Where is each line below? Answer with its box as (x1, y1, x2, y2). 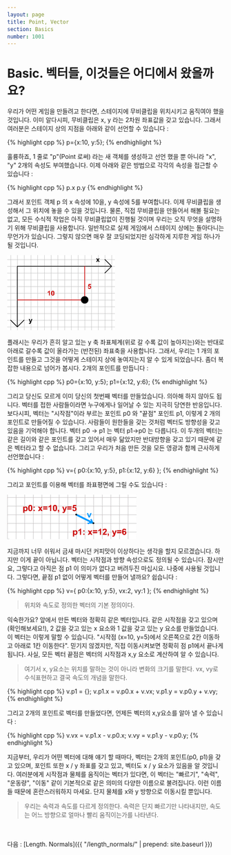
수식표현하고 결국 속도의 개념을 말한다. (23, 673, 128, 682)
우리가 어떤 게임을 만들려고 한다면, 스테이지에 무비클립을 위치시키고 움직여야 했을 (7, 107, 225, 115)
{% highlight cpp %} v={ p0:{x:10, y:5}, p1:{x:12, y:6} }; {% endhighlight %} (7, 466, 219, 474)
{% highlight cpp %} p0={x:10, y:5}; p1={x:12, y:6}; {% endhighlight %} (7, 378, 208, 386)
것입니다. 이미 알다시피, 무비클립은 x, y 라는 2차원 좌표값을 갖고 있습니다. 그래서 (7, 116, 221, 124)
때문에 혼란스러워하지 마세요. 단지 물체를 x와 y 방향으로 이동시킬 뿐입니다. (14, 787, 212, 796)
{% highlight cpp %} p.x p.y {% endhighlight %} (7, 184, 143, 192)
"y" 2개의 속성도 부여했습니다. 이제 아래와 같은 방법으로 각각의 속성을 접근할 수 (7, 161, 219, 169)
